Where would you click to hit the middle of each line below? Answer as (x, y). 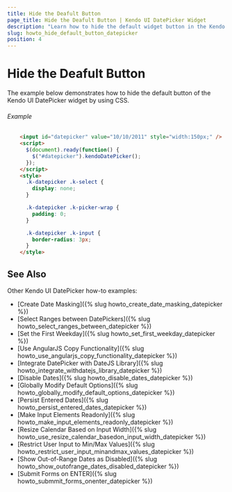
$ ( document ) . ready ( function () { (72, 150)
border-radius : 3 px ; (62, 239)
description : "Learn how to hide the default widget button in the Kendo (116, 26)
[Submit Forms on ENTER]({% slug (67, 473)
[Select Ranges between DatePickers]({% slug (84, 319)
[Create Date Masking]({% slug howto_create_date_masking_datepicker (120, 304)
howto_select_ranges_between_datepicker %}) (84, 326)
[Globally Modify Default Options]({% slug (77, 385)
